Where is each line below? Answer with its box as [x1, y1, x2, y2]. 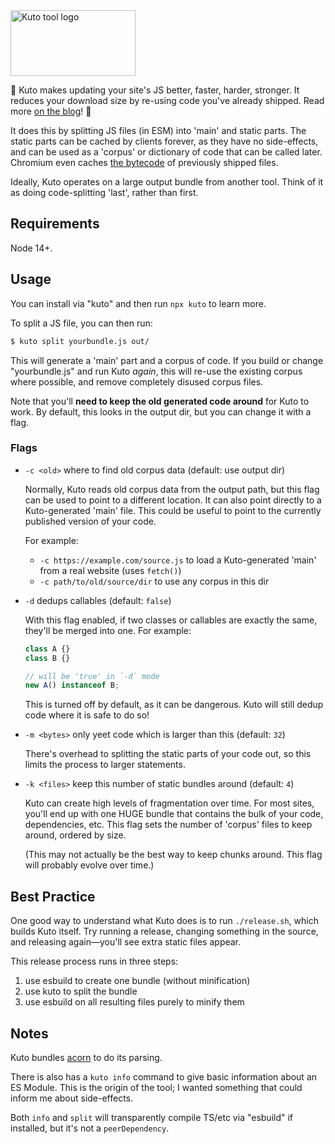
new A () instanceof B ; [24, 680, 120, 691]
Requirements [10, 215, 100, 233]
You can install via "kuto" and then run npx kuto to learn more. [10, 297, 267, 309]
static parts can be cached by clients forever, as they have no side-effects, [10, 135, 319, 147]
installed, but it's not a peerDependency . [10, 1122, 170, 1134]
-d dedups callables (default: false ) [24, 594, 172, 606]
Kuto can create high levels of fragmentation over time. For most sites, [24, 797, 315, 809]
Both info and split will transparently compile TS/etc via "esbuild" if [10, 1111, 294, 1123]
